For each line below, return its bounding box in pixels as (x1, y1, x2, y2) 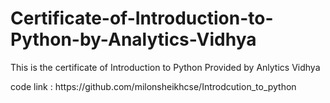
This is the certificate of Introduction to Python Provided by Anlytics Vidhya (10, 61, 321, 73)
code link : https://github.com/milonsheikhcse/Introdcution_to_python (10, 80, 297, 92)
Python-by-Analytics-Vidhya (10, 28, 257, 51)
